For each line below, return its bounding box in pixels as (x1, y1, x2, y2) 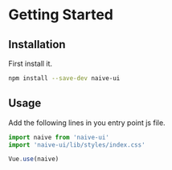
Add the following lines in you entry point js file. (8, 118, 166, 127)
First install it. (8, 59, 53, 68)
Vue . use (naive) (8, 155, 59, 164)
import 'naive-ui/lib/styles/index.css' (8, 140, 146, 149)
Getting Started (8, 6, 114, 24)
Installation (8, 38, 66, 51)
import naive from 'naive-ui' (8, 133, 110, 141)
